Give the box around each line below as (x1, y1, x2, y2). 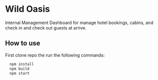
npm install (9, 61, 34, 67)
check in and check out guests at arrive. (5, 25, 87, 30)
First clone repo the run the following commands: (5, 52, 105, 58)
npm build (9, 66, 30, 71)
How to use (5, 39, 40, 48)
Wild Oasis (5, 3, 50, 15)
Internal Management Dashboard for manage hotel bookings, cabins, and (5, 20, 154, 26)
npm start (9, 71, 30, 76)
